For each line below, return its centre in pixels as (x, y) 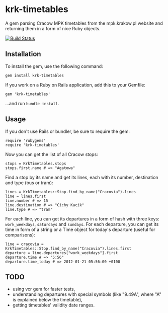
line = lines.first (26, 196)
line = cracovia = (24, 244)
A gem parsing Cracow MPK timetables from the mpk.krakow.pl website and (84, 23)
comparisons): (20, 234)
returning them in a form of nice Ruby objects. (53, 28)
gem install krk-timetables (35, 75)
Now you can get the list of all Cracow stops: (52, 154)
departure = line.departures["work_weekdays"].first (62, 253)
